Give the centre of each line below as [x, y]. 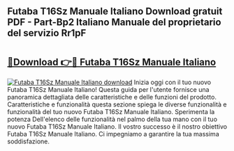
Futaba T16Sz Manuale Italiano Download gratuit [115, 11]
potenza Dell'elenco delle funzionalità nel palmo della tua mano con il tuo [112, 119]
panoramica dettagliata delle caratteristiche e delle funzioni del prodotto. [112, 97]
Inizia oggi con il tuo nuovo [173, 82]
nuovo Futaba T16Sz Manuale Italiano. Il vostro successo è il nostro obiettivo [117, 127]
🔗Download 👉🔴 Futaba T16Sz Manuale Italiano [112, 62]
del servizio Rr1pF [47, 33]
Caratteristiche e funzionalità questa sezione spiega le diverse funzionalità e [117, 104]
